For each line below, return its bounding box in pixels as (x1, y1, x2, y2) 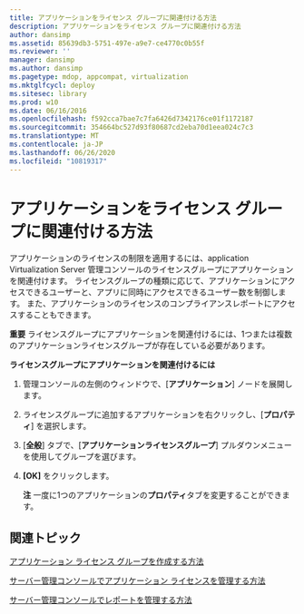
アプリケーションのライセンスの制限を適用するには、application (9, 253, 250, 264)
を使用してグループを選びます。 (22, 451, 142, 463)
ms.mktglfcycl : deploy (9, 81, 95, 90)
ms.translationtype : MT (9, 132, 100, 141)
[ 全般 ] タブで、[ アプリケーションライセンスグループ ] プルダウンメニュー (22, 440, 292, 451)
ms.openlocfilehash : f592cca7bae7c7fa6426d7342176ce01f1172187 (9, 114, 254, 123)
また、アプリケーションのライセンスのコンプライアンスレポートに (26, 298, 272, 309)
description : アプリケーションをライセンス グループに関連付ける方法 (9, 22, 242, 31)
